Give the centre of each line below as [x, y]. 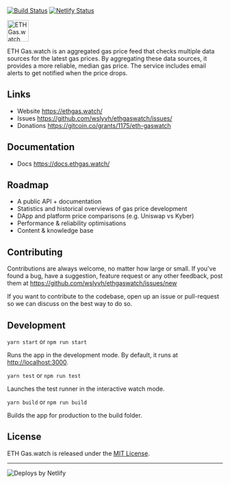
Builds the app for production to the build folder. [75, 416]
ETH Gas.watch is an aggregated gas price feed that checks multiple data [111, 51]
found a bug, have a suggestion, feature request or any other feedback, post [115, 276]
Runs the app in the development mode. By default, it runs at [92, 355]
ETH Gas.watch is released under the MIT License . [79, 453]
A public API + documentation [59, 201]
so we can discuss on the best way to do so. [70, 304]
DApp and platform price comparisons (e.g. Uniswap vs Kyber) [105, 216]
